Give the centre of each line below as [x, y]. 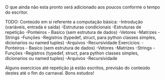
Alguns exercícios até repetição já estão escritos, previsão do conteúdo [78, 68]
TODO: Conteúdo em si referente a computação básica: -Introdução [74, 22]
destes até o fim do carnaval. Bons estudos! [50, 73]
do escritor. [17, 12]
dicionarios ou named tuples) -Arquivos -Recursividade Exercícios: [73, 43]
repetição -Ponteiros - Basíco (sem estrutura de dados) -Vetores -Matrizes [81, 32]
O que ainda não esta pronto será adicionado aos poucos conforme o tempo [82, 7]
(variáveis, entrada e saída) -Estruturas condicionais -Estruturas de [73, 27]
